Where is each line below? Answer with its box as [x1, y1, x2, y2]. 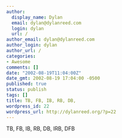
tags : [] [6, 92, 28, 98]
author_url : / [6, 48, 42, 54]
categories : [6, 53, 36, 59]
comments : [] [6, 64, 39, 70]
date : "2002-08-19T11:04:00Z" [6, 70, 82, 76]
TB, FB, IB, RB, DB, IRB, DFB [6, 125, 75, 132]
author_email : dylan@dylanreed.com [6, 36, 95, 42]
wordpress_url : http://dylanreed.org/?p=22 [6, 109, 117, 115]
